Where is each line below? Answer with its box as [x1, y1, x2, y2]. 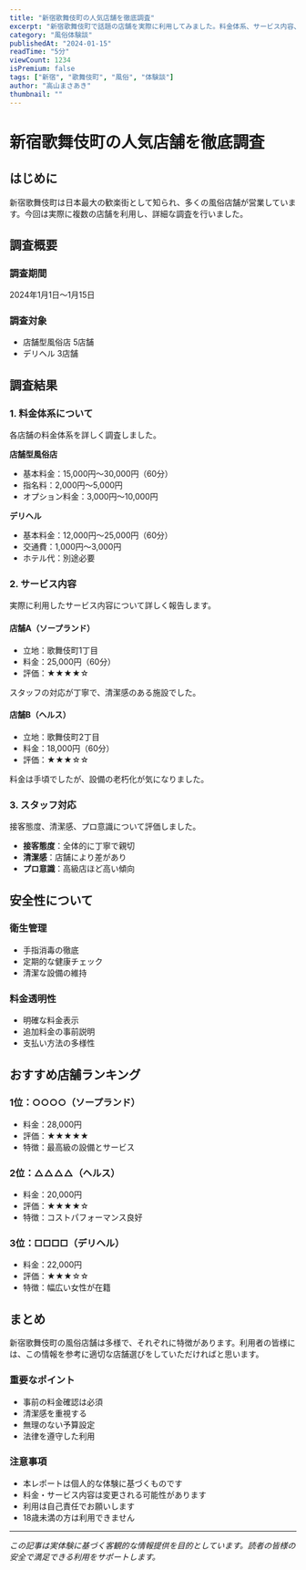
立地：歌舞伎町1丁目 [22, 645, 98, 656]
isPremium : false [9, 65, 76, 74]
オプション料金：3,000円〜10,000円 [22, 491, 158, 502]
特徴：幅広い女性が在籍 [22, 1282, 111, 1293]
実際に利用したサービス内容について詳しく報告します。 [9, 600, 217, 611]
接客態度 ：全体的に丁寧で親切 [22, 841, 135, 852]
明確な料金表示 [22, 1015, 79, 1026]
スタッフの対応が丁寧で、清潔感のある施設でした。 [9, 687, 201, 697]
